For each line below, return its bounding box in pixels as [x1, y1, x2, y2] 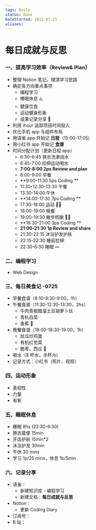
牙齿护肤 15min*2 [12, 436, 49, 442]
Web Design [12, 270, 38, 276]
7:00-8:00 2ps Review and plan [20, 166, 88, 172]
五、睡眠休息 [5, 411, 37, 418]
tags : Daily [5, 7, 30, 13]
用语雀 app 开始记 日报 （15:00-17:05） [12, 135, 93, 141]
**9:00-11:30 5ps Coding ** [20, 177, 79, 183]
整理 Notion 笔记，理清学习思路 [12, 76, 78, 82]
